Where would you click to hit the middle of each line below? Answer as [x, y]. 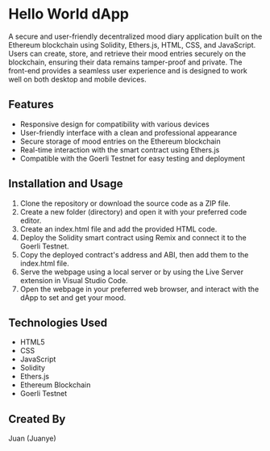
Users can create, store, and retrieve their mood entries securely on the [127, 53]
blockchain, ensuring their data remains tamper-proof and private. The [125, 62]
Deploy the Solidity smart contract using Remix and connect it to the [133, 237]
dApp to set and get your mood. [73, 297]
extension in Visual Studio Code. [74, 280]
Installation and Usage [66, 184]
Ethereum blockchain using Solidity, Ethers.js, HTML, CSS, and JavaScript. [132, 44]
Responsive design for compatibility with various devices [114, 124]
